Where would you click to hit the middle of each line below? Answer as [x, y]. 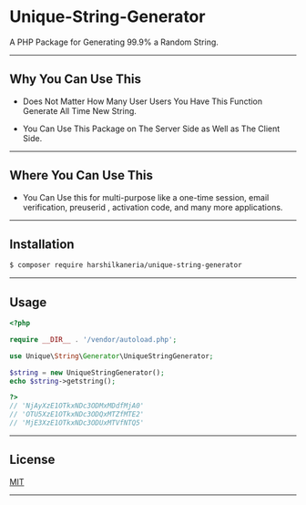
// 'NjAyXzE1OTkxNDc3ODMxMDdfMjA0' [77, 406]
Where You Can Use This [81, 175]
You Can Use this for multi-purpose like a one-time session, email [146, 197]
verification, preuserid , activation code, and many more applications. [153, 207]
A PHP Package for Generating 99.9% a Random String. [114, 42]
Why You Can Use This [76, 79]
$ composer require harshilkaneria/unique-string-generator [126, 265]
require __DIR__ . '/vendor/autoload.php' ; [93, 339]
